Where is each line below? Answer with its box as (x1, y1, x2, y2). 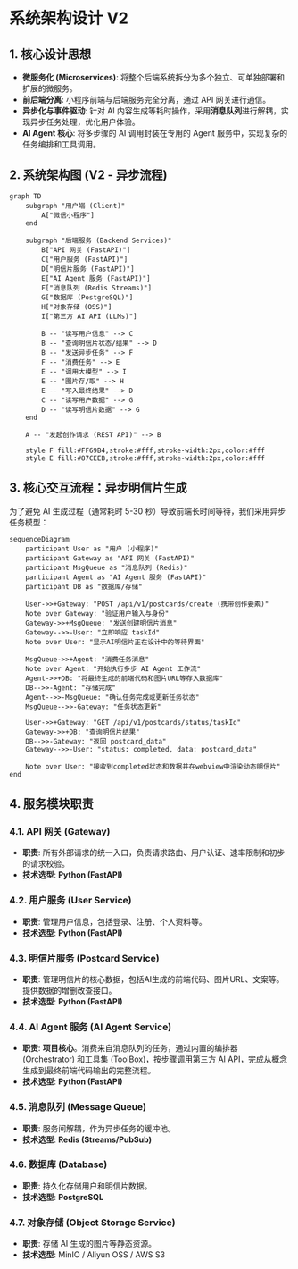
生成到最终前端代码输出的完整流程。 (21, 1065, 156, 1076)
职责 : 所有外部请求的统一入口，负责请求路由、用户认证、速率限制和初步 (21, 847, 286, 858)
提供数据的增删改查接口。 (21, 985, 117, 996)
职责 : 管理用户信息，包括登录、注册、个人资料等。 (21, 916, 207, 927)
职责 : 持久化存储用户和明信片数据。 (21, 1181, 153, 1191)
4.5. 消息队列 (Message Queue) (9, 1101, 147, 1114)
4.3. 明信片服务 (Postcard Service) (9, 952, 160, 964)
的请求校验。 (21, 859, 70, 870)
